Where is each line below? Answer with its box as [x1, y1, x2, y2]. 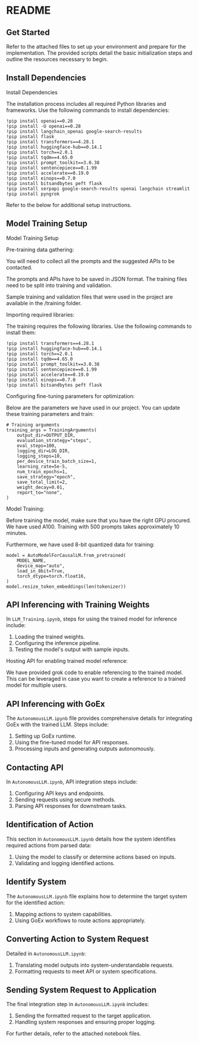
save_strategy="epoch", [17, 474, 76, 480]
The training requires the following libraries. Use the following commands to [6, 322, 192, 330]
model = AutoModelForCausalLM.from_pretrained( [6, 552, 127, 558]
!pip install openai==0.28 [6, 118, 73, 124]
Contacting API [6, 762, 64, 772]
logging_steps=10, [17, 453, 62, 459]
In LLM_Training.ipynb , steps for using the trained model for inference [6, 615, 177, 622]
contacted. [6, 264, 33, 271]
